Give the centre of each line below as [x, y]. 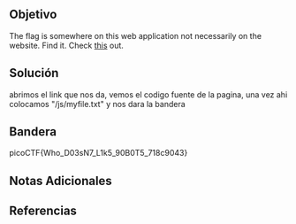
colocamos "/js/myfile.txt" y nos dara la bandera [97, 104]
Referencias [43, 211]
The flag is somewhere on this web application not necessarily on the [136, 35]
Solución [34, 73]
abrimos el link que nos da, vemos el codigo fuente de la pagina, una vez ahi [148, 94]
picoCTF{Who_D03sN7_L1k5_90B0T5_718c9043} [99, 153]
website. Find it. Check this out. [66, 45]
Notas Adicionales [61, 181]
